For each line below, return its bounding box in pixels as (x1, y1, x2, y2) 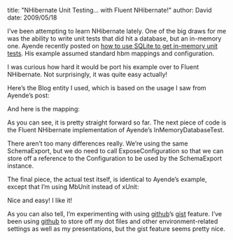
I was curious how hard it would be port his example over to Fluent (7, 63, 199, 71)
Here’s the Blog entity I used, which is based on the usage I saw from (7, 84, 206, 92)
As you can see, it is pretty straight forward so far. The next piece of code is (7, 118, 227, 127)
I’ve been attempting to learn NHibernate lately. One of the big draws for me (7, 27, 227, 35)
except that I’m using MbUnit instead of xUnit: (7, 183, 139, 191)
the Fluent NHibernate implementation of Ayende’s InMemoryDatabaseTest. (7, 126, 225, 134)
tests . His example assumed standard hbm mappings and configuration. (7, 49, 215, 57)
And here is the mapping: (7, 105, 80, 113)
